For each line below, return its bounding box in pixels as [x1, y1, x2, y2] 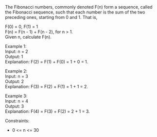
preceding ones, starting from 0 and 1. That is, [5, 15, 98, 20]
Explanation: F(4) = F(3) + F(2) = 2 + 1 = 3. [5, 108, 90, 114]
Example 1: [5, 44, 27, 49]
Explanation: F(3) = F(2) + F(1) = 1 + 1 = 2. [5, 84, 88, 89]
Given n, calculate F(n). [5, 34, 52, 40]
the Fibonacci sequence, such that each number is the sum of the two [5, 9, 145, 15]
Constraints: [5, 118, 30, 123]
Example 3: [5, 93, 28, 99]
